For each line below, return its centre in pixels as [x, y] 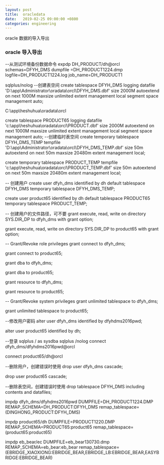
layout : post [19, 10]
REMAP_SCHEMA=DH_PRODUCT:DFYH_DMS [52, 407]
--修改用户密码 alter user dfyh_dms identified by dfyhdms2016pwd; [74, 321]
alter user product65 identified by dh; [43, 331]
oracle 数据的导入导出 [27, 38]
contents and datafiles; [28, 392]
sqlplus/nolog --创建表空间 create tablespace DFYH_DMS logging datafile [80, 85]
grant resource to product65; [35, 291]
